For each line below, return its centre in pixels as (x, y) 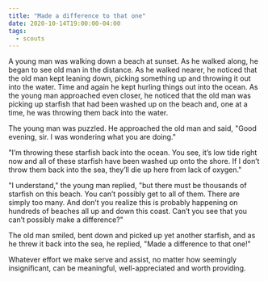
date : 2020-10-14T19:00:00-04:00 (65, 23)
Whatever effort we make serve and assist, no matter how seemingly (122, 260)
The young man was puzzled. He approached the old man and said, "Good (132, 128)
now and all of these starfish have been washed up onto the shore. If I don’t (134, 161)
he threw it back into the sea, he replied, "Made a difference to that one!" (130, 244)
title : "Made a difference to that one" (77, 16)
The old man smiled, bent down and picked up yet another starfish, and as (132, 236)
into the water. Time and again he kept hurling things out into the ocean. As (133, 87)
